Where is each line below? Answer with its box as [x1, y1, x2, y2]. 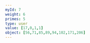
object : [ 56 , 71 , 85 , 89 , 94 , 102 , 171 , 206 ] [5, 30, 86, 35]
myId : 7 [5, 7, 21, 12]
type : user [5, 21, 28, 26]
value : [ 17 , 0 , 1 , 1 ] [5, 26, 43, 31]
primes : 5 [5, 16, 26, 21]
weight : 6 [5, 12, 26, 17]
